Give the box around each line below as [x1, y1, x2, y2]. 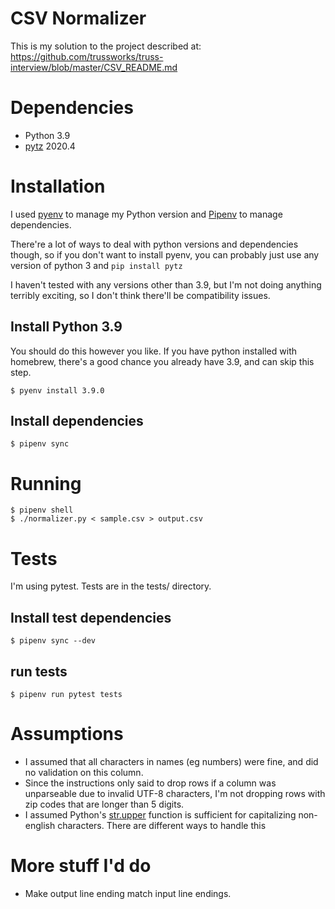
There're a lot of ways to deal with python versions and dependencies [10, 238, 299, 250]
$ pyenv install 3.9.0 [10, 385, 105, 396]
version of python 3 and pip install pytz [10, 259, 183, 271]
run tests [10, 663, 68, 680]
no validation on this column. [24, 766, 144, 778]
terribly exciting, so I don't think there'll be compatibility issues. [10, 289, 271, 301]
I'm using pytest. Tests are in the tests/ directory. [10, 580, 212, 592]
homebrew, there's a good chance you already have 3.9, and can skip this [10, 355, 315, 367]
